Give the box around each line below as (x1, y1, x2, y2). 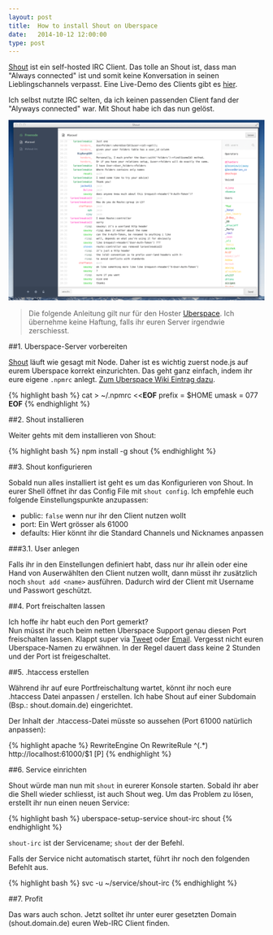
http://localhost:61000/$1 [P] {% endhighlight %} (8, 749, 172, 759)
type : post (8, 39, 45, 47)
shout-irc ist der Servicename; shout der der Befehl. (8, 837, 184, 847)
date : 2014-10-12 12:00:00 (8, 30, 107, 38)
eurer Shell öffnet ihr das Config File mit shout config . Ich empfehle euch (8, 486, 254, 496)
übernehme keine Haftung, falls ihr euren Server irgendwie (28, 317, 225, 327)
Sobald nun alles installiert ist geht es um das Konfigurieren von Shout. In (8, 477, 253, 487)
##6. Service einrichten (8, 764, 87, 774)
